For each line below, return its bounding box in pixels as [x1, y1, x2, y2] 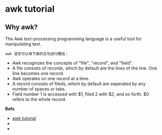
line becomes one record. [12, 70, 64, 76]
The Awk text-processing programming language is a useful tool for [5, 36, 142, 42]
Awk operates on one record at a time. [12, 76, 90, 81]
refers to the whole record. [12, 96, 67, 102]
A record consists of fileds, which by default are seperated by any [12, 81, 146, 87]
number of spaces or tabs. [12, 86, 66, 91]
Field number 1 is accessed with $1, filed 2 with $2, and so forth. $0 [12, 91, 149, 97]
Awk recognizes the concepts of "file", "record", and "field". [12, 60, 134, 66]
